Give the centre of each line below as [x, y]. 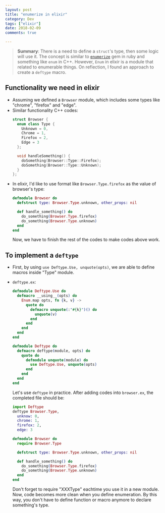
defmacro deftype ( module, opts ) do [54, 351]
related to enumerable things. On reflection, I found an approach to [85, 67]
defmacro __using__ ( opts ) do [47, 296]
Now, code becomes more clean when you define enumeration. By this [84, 494]
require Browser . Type [39, 443]
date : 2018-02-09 [23, 28]
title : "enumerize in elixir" [36, 14]
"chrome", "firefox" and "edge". [44, 105]
